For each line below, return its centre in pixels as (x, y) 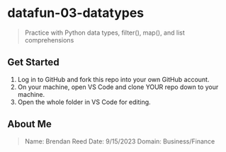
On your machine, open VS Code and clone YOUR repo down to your (118, 87)
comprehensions (49, 40)
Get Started (33, 63)
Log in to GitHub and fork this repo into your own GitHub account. (113, 79)
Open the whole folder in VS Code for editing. (84, 102)
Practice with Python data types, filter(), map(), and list (105, 33)
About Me (29, 124)
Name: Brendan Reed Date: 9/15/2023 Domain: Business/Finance (120, 141)
